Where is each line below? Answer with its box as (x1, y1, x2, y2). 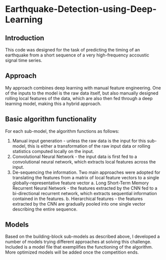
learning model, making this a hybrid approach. (5, 101, 102, 106)
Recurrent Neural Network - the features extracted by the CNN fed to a (12, 185, 158, 191)
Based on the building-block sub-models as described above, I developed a (5, 234, 160, 240)
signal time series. (5, 57, 43, 63)
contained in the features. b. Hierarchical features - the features (12, 196, 143, 202)
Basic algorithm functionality (5, 115, 97, 123)
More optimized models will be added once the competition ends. (5, 249, 139, 256)
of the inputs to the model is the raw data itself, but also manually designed (5, 90, 159, 96)
